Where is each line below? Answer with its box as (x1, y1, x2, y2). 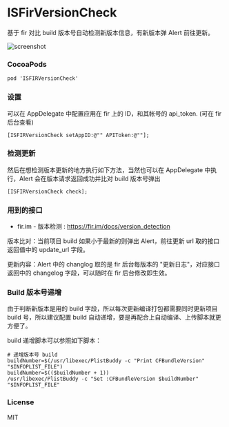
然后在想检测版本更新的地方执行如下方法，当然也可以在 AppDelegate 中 (7, 165, 211, 174)
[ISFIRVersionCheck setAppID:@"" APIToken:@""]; (7, 132, 150, 138)
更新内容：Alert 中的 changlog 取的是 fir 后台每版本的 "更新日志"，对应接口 (7, 260, 221, 269)
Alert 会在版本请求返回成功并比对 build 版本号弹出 (19, 174, 161, 183)
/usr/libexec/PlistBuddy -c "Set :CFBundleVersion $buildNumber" (7, 375, 199, 383)
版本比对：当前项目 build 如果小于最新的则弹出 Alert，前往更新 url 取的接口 (7, 237, 220, 245)
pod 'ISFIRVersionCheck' (7, 75, 79, 82)
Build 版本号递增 (7, 288, 62, 298)
